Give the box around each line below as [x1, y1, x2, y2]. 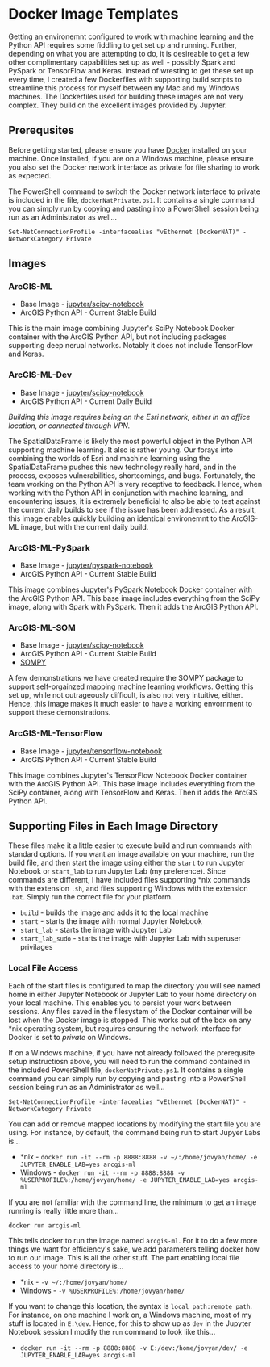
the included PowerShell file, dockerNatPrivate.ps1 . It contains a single [8, 1065, 244, 1075]
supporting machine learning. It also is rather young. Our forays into [8, 445, 234, 455]
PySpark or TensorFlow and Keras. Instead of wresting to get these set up [8, 65, 254, 75]
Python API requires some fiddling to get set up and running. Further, [8, 40, 238, 49]
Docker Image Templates [8, 5, 179, 23]
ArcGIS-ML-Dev [8, 369, 73, 380]
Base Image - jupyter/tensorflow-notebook [19, 746, 163, 756]
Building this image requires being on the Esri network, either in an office [8, 412, 251, 421]
